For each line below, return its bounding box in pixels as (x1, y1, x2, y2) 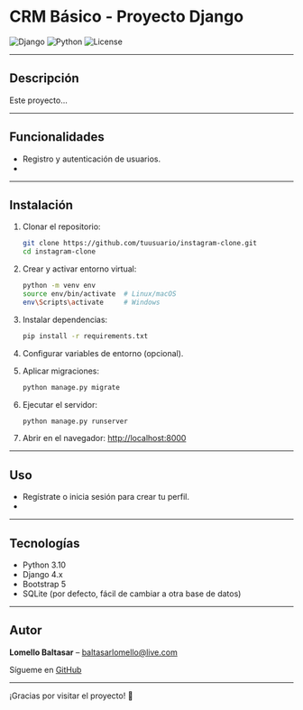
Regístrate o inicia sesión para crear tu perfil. (22, 492, 189, 503)
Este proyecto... (9, 95, 68, 106)
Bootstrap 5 (22, 579, 67, 589)
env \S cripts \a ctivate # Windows (22, 298, 161, 307)
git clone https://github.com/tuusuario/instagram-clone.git (22, 239, 258, 248)
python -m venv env (22, 281, 96, 290)
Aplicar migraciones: (22, 365, 100, 376)
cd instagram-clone (22, 247, 96, 256)
